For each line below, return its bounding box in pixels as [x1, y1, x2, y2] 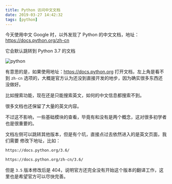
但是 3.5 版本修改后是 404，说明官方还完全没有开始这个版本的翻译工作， [5, 167, 160, 173]
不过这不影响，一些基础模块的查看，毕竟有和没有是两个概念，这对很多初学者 [5, 114, 167, 120]
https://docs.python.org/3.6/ [5, 148, 70, 153]
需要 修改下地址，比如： [9, 137, 60, 144]
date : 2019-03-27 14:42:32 [5, 12, 63, 17]
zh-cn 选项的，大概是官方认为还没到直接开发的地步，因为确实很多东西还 [11, 75, 163, 81]
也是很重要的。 [5, 121, 37, 127]
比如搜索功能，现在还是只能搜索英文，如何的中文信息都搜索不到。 [5, 93, 144, 99]
